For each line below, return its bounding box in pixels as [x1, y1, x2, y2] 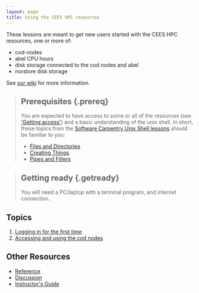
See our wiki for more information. [6, 79, 91, 87]
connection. [20, 195, 51, 202]
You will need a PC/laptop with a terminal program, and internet [20, 189, 177, 196]
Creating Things [29, 149, 70, 156]
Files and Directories [29, 143, 80, 150]
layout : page [6, 8, 39, 15]
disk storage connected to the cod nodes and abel [14, 61, 139, 69]
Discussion [14, 274, 42, 281]
